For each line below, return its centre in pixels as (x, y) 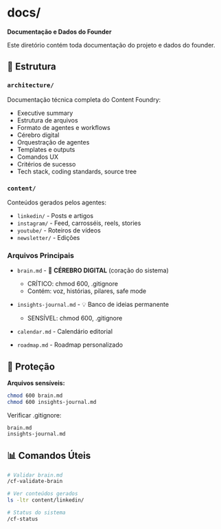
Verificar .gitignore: (34, 415)
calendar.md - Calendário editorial (65, 332)
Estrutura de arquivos (47, 120)
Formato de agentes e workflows (64, 127)
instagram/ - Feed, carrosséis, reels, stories (79, 223)
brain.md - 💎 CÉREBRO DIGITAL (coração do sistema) (93, 270)
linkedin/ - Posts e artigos (55, 215)
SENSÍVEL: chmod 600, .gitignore (75, 319)
